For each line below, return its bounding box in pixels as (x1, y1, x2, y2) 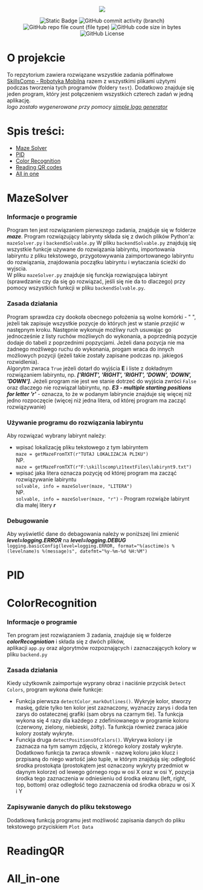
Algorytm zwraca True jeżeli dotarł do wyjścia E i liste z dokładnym (7, 365, 173, 372)
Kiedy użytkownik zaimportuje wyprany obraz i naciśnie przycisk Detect (7, 680, 186, 687)
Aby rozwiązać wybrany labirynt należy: (7, 432, 106, 439)
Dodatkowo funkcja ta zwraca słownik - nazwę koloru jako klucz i (15, 749, 178, 756)
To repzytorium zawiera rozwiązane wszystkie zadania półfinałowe (7, 71, 174, 78)
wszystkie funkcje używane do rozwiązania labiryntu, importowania (7, 245, 175, 253)
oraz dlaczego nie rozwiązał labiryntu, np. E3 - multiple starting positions (7, 384, 192, 391)
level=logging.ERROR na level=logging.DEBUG (7, 537, 126, 544)
